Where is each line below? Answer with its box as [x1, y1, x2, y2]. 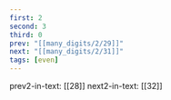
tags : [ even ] [9, 55, 59, 65]
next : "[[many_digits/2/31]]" [9, 47, 125, 56]
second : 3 [9, 22, 47, 31]
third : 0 [9, 30, 43, 39]
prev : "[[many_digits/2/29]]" [9, 38, 125, 48]
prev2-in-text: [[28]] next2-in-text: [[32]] [9, 81, 163, 91]
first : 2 [9, 13, 43, 23]
